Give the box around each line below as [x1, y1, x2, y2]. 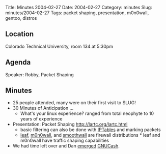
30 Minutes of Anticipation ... [12, 105, 74, 111]
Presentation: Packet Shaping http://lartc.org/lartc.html [12, 121, 128, 128]
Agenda [5, 58, 31, 67]
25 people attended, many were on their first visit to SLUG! [12, 100, 136, 106]
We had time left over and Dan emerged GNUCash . [12, 143, 120, 149]
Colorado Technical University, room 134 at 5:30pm [5, 43, 114, 49]
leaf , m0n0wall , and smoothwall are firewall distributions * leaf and [20, 132, 160, 138]
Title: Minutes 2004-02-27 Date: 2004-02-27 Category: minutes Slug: [5, 5, 152, 10]
